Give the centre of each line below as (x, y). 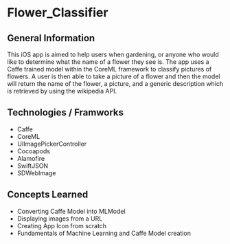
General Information (51, 38)
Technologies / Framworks (65, 112)
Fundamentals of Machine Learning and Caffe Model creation (104, 233)
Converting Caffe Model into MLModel (71, 211)
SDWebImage (36, 173)
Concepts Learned (48, 195)
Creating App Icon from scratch (62, 225)
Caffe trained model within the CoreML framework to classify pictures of (110, 69)
